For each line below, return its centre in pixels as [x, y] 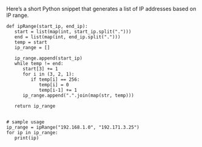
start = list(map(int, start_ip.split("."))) [73, 32]
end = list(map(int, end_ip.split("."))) [67, 37]
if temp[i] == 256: [55, 80]
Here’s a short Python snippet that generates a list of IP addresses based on [101, 9]
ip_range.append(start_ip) [49, 58]
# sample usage [25, 122]
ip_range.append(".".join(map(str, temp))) [78, 95]
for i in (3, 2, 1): [48, 74]
